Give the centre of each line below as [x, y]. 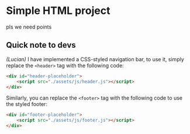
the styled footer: [27, 104]
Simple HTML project [58, 11]
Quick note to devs [41, 45]
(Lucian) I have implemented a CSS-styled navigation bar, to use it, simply [95, 59]
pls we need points [29, 27]
